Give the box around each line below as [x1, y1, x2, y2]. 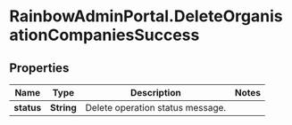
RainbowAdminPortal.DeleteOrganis [9, 6, 283, 27]
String [49, 102, 78, 113]
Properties [9, 60, 70, 75]
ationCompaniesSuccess [9, 25, 200, 45]
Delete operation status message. [85, 102, 227, 113]
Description [129, 87, 181, 98]
